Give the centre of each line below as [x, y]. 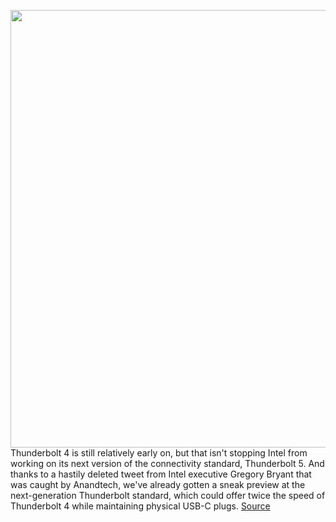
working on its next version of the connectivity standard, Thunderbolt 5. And [167, 463]
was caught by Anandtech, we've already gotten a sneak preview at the [158, 484]
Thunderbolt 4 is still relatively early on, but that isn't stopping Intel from [159, 453]
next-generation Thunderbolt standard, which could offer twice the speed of [168, 495]
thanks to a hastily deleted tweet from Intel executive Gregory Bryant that [161, 474]
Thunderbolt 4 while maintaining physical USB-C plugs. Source [140, 506]
